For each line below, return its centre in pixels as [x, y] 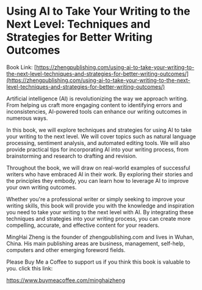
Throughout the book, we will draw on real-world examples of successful [98, 168]
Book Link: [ [21, 67]
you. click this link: [30, 268]
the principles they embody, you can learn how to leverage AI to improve [98, 180]
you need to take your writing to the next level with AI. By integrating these [100, 212]
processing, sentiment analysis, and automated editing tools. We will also [98, 143]
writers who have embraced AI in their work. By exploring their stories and [100, 174]
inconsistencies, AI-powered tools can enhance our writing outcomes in [97, 111]
